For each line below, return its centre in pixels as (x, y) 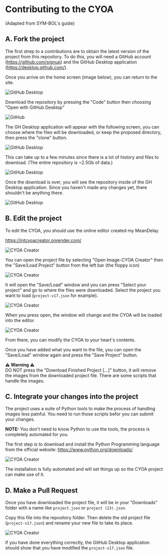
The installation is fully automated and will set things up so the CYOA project (84, 469)
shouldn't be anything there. (34, 193)
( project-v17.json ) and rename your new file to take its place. (69, 523)
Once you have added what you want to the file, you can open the (73, 349)
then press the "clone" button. (36, 138)
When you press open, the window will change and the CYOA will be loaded (83, 315)
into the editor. (20, 320)
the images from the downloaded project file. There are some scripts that (81, 375)
